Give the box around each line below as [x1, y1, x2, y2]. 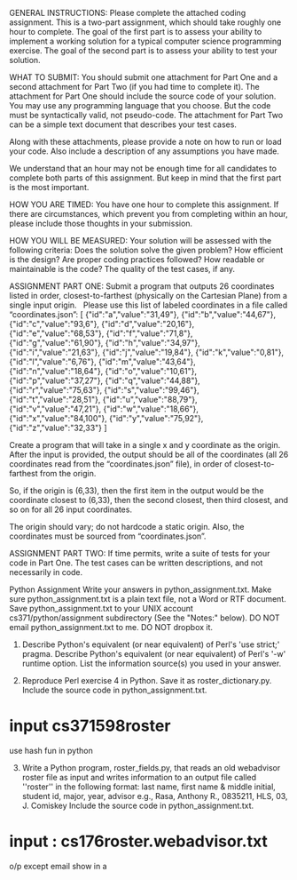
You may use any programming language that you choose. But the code [9, 100, 271, 110]
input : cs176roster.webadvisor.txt [9, 831, 269, 852]
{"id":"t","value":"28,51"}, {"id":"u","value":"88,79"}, [9, 395, 198, 404]
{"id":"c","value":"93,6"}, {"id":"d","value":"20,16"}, [9, 319, 195, 329]
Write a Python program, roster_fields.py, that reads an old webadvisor [21, 762, 281, 772]
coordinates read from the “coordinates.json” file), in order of [9, 459, 232, 469]
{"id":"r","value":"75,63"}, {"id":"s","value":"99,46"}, [9, 385, 199, 395]
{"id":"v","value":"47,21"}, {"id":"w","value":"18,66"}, [9, 404, 199, 414]
